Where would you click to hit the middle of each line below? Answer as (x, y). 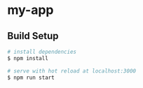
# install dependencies (42, 52)
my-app (30, 10)
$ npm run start (31, 78)
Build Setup (33, 36)
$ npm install (28, 58)
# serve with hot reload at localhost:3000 (72, 71)
